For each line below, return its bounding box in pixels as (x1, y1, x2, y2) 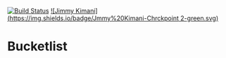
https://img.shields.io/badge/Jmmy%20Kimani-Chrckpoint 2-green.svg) (9, 14, 219, 22)
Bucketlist (7, 38, 68, 55)
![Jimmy (50, 7, 75, 15)
